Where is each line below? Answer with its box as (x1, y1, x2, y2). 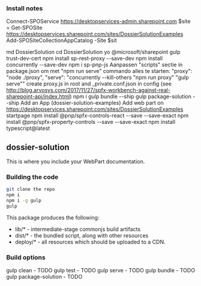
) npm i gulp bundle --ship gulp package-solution (70, 93, 192, 100)
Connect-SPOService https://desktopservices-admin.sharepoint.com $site (6, 18, 191, 25)
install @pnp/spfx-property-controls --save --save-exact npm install (6, 118, 176, 126)
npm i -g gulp (6, 197, 42, 204)
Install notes (6, 4, 43, 13)
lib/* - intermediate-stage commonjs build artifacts (14, 226, 141, 233)
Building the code (6, 173, 59, 181)
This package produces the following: (6, 214, 100, 221)
